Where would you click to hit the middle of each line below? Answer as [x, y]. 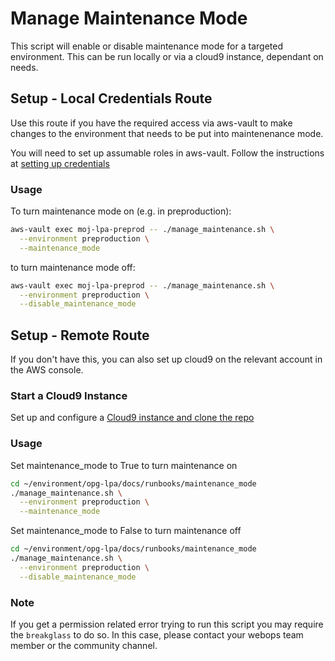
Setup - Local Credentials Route [111, 98]
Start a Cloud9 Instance [69, 396]
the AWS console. [47, 370]
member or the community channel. [84, 645]
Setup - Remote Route [80, 335]
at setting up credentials [60, 163]
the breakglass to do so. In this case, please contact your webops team [157, 635]
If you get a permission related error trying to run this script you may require [167, 624]
